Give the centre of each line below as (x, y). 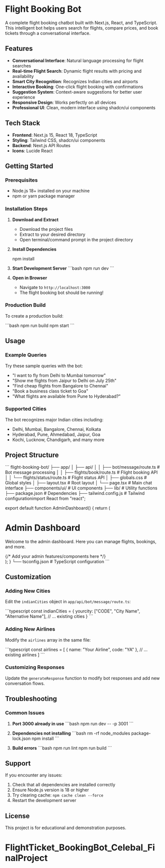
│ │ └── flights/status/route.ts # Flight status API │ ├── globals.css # (76, 477)
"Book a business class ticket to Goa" (50, 391)
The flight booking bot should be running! (62, 292)
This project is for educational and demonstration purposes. (66, 828)
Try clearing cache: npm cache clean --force (58, 795)
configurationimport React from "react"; (45, 498)
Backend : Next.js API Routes (41, 145)
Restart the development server (44, 801)
